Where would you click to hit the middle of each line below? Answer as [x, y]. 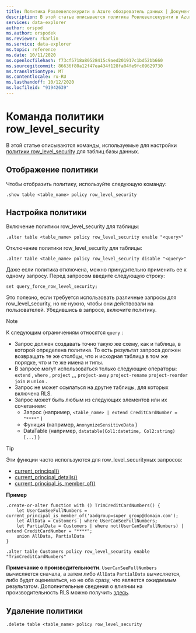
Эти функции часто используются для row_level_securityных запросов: [94, 460]
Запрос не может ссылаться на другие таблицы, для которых [92, 387]
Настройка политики [46, 213]
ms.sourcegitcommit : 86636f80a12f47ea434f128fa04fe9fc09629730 [85, 66]
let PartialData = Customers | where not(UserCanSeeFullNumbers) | [100, 526]
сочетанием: [30, 406]
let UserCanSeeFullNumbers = [52, 511]
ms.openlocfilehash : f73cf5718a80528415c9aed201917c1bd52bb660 [85, 60]
